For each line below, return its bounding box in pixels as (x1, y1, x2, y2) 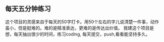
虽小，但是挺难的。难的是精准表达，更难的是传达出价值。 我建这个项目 (5, 25, 150, 31)
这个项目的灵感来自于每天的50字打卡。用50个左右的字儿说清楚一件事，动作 (5, 19, 160, 25)
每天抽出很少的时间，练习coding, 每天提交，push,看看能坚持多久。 (13, 31, 150, 37)
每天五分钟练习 (5, 4, 51, 13)
